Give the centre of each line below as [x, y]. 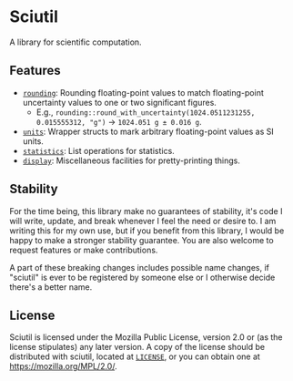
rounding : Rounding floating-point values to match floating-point [143, 92]
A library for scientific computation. [76, 42]
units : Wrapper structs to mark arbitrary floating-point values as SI [148, 131]
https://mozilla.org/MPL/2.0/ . [63, 366]
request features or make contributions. [84, 250]
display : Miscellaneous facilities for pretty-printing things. [131, 160]
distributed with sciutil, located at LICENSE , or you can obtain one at [135, 356]
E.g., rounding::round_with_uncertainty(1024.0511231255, [146, 112]
